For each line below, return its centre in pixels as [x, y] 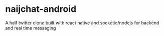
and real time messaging [31, 28]
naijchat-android [41, 9]
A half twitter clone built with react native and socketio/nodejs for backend [82, 23]
